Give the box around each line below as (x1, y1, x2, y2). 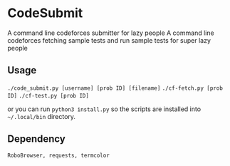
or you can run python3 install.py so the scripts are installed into (7, 105, 202, 113)
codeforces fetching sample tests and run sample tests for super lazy (7, 36, 211, 44)
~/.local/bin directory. (7, 112, 76, 120)
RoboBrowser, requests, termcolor (7, 152, 110, 159)
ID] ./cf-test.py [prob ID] (7, 92, 89, 99)
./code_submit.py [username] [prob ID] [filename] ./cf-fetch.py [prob (7, 84, 223, 92)
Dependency (7, 133, 66, 145)
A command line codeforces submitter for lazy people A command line (7, 28, 215, 37)
